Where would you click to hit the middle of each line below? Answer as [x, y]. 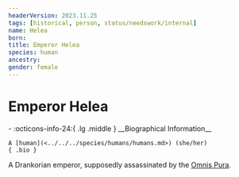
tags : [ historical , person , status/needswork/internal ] [102, 23]
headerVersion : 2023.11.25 [53, 15]
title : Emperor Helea [44, 45]
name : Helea [28, 30]
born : [17, 38]
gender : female [33, 67]
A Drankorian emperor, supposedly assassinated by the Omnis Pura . [120, 164]
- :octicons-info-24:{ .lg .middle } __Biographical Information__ [110, 129]
